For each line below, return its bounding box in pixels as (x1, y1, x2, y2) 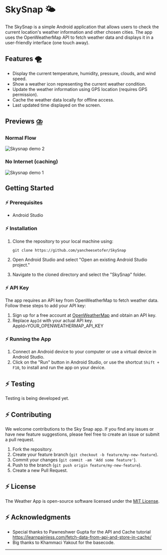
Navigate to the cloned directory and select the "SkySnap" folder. (12, 272, 147, 277)
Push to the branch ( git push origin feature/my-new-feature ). (12, 462, 142, 468)
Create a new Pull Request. (12, 467, 68, 473)
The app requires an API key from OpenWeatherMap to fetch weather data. (5, 297, 159, 303)
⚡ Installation (5, 225, 38, 232)
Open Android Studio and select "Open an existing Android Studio (12, 257, 148, 263)
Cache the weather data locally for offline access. (12, 96, 114, 102)
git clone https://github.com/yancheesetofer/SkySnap (12, 248, 126, 253)
